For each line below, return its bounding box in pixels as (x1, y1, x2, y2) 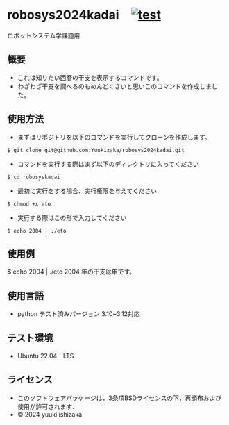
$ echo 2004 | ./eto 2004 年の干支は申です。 (7, 267, 136, 276)
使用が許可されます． (17, 402, 78, 410)
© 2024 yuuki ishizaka (17, 410, 83, 418)
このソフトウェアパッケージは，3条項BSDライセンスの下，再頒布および (17, 394, 222, 402)
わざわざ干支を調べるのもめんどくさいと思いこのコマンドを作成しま (17, 82, 212, 90)
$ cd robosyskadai (7, 174, 60, 181)
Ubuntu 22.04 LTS (17, 352, 74, 360)
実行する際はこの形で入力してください (17, 213, 127, 222)
